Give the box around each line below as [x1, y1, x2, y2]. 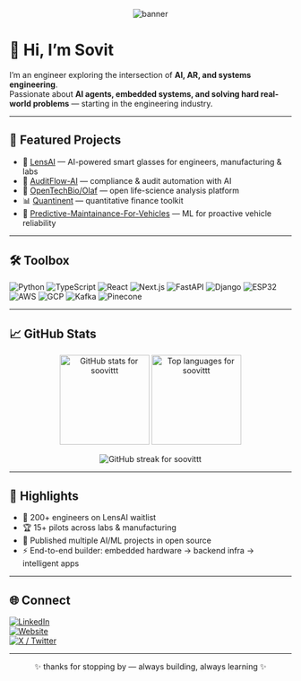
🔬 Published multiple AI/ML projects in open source [21, 535, 212, 546]
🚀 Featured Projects [9, 133, 122, 148]
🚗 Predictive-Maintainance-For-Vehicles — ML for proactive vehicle [21, 207, 271, 219]
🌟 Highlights [9, 488, 79, 503]
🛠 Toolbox [9, 253, 70, 268]
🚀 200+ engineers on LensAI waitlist [21, 512, 157, 523]
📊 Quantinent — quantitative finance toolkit [21, 195, 184, 205]
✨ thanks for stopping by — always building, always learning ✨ [34, 661, 267, 672]
